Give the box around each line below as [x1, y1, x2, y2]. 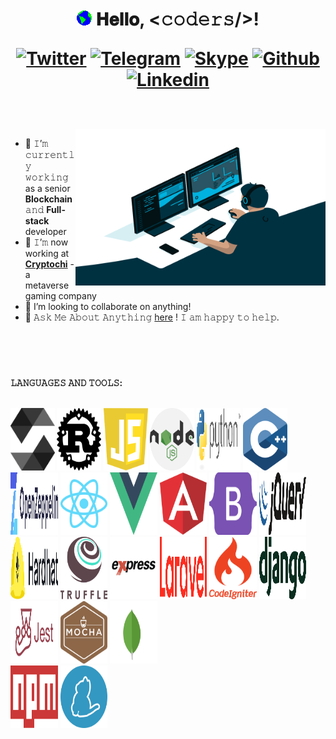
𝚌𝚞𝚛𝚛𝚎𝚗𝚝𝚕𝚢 [24, 149, 75, 161]
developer [24, 226, 67, 238]
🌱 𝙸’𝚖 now [24, 236, 69, 248]
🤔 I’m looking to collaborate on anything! [24, 301, 192, 313]
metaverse [24, 279, 70, 292]
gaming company [24, 290, 97, 302]
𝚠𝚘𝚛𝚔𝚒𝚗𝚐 [24, 171, 69, 183]
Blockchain [24, 193, 73, 205]
